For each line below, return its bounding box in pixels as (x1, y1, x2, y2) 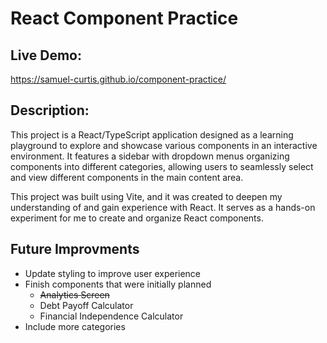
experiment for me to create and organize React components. (10, 212, 264, 224)
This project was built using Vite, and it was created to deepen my (10, 190, 283, 202)
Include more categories (24, 320, 126, 332)
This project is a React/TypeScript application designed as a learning (10, 128, 294, 141)
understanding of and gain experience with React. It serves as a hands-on (10, 201, 316, 213)
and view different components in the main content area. (10, 171, 244, 183)
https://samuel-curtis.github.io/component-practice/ (10, 73, 227, 85)
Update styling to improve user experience (24, 267, 202, 279)
